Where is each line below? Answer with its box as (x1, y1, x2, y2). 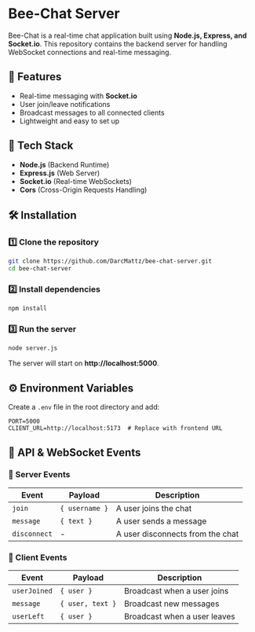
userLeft (12, 612, 45, 621)
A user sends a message (116, 516, 207, 527)
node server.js (8, 344, 58, 352)
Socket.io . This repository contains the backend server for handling (8, 39, 228, 48)
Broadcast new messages (124, 598, 220, 609)
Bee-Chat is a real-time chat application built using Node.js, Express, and (8, 31, 247, 40)
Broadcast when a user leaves (124, 611, 235, 622)
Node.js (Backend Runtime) (19, 160, 110, 169)
